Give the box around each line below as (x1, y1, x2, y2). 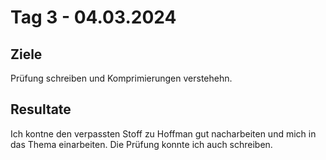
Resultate (10, 101, 72, 118)
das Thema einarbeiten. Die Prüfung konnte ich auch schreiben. (10, 138, 273, 150)
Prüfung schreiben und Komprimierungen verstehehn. (10, 72, 233, 84)
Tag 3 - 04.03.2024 (10, 6, 177, 29)
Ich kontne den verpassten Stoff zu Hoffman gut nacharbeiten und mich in (10, 127, 317, 140)
